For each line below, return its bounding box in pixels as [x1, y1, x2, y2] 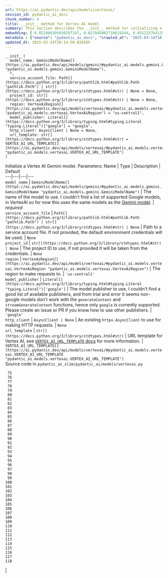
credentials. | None [5, 250, 42, 256]
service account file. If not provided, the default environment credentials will [5, 229, 162, 235]
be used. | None [5, 234, 36, 240]
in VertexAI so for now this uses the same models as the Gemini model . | [5, 199, 154, 205]
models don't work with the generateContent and [20, 296, 121, 302]
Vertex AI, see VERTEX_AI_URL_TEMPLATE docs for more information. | [5, 338, 143, 344]
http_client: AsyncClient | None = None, [9, 128, 97, 133]
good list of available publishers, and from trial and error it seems [5, 291, 140, 297]
